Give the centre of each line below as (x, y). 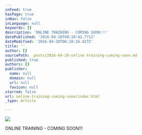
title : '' (15, 46)
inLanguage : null (23, 23)
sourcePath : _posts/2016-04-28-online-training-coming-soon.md (71, 55)
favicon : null (24, 87)
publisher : (16, 69)
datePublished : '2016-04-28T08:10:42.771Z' (50, 37)
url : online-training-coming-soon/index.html (52, 96)
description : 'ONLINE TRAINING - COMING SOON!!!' (57, 32)
